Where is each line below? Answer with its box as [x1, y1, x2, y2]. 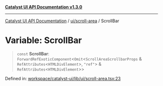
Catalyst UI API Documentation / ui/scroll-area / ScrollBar [5, 18, 120, 24]
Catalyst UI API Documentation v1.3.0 [5, 4, 82, 10]
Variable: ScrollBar [5, 35, 82, 46]
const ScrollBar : [16, 51, 49, 57]
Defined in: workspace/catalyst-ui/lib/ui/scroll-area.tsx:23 [5, 75, 121, 81]
